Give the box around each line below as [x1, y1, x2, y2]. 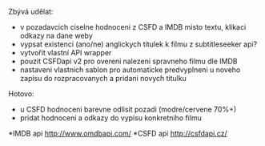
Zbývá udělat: [8, 7, 54, 16]
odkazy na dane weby [19, 31, 94, 40]
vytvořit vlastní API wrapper [19, 48, 112, 57]
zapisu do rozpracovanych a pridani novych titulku [19, 74, 187, 83]
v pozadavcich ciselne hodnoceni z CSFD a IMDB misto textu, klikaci [19, 22, 247, 31]
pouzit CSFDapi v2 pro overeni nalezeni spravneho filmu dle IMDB [19, 56, 238, 66]
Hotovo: [8, 89, 34, 99]
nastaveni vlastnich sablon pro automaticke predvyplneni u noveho [19, 65, 241, 75]
